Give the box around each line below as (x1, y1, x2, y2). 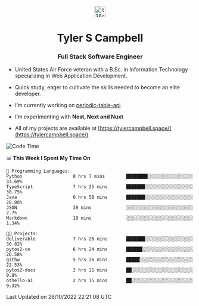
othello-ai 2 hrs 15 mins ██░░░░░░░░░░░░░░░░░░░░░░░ (6, 277, 194, 284)
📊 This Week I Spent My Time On (6, 155, 91, 162)
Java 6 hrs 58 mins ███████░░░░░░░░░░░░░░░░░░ (6, 194, 194, 201)
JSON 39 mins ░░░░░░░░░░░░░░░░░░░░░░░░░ (6, 205, 194, 211)
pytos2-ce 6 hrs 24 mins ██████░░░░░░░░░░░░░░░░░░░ (6, 246, 194, 252)
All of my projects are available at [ (14, 125, 100, 132)
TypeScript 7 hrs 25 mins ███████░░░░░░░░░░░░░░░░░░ (6, 184, 194, 190)
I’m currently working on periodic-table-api (14, 102, 121, 109)
